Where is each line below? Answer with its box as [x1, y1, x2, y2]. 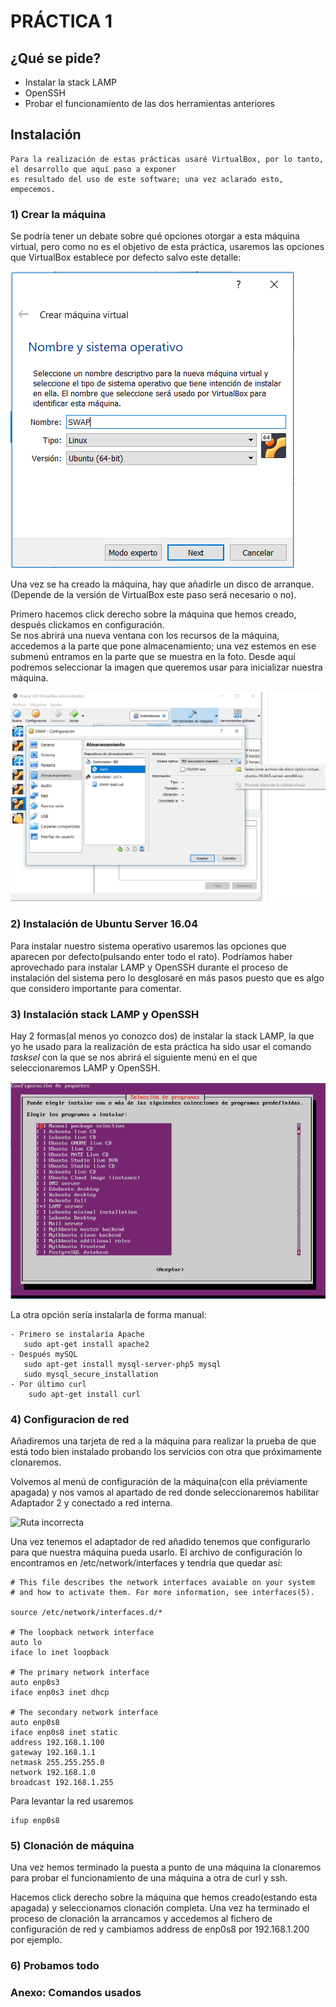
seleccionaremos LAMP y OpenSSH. [10, 1061, 161, 1074]
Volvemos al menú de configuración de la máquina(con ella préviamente [10, 1476, 308, 1488]
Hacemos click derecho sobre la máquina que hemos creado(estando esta [10, 1891, 318, 1904]
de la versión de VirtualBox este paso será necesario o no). [53, 589, 297, 601]
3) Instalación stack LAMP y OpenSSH [10, 1007, 200, 1021]
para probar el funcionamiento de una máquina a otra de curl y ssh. [10, 1872, 288, 1884]
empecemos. [10, 184, 56, 194]
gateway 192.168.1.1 [10, 1748, 97, 1758]
